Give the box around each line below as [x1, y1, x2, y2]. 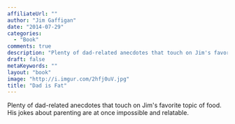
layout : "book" [7, 69, 52, 76]
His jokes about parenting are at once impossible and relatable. [7, 109, 189, 117]
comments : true [7, 43, 52, 50]
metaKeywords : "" [7, 62, 58, 69]
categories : [7, 29, 42, 37]
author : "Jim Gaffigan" [7, 17, 77, 24]
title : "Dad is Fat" [7, 82, 68, 89]
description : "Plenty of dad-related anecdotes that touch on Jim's [7, 50, 211, 57]
